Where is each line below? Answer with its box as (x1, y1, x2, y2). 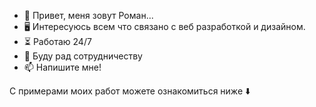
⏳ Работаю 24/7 (23, 36, 92, 47)
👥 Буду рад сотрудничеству (23, 50, 143, 62)
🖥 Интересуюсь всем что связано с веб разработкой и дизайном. (23, 21, 306, 32)
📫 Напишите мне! (23, 61, 102, 73)
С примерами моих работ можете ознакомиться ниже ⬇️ (9, 85, 251, 97)
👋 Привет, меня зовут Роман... (23, 10, 154, 21)
